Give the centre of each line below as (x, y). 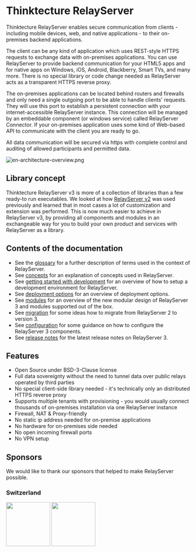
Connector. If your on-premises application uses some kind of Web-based (96, 124)
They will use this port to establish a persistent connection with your (88, 106)
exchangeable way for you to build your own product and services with (92, 224)
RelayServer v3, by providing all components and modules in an (83, 217)
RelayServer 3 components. (48, 331)
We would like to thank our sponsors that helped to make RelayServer (90, 472)
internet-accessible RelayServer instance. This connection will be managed (97, 112)
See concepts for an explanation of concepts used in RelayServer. (94, 275)
